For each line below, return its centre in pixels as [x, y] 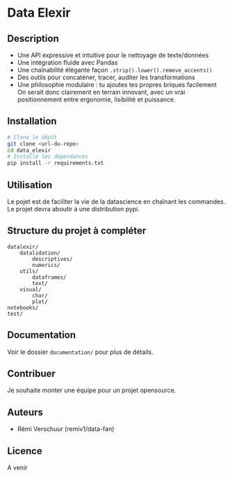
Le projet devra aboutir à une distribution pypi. [74, 209]
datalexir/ [23, 247]
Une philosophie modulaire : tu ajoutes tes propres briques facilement [117, 84]
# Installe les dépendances [48, 157]
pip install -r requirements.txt [56, 163]
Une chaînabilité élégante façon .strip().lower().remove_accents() [115, 70]
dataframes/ [50, 277]
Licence [25, 451]
